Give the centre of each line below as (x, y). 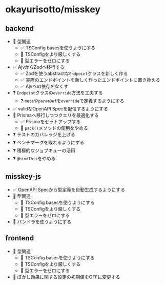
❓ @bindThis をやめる (34, 158)
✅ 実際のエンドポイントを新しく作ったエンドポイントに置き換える (90, 80)
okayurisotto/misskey (53, 9)
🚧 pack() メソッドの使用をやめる (54, 128)
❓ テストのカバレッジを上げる (44, 134)
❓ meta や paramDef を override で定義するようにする (72, 101)
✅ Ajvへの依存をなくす (44, 86)
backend (20, 28)
